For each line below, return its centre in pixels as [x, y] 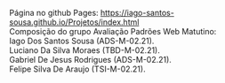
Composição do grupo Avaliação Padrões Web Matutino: [113, 31]
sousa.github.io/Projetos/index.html [74, 22]
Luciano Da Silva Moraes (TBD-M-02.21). [84, 50]
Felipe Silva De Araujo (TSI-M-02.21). [77, 69]
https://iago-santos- [138, 13]
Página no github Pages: [54, 13]
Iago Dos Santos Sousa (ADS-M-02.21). [82, 41]
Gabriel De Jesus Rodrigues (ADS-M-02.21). [90, 60]
